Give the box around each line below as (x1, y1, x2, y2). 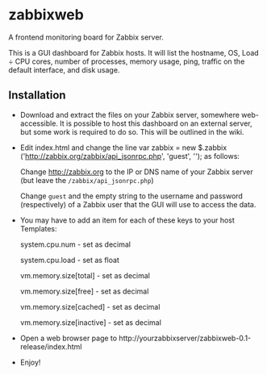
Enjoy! (19, 357, 41, 367)
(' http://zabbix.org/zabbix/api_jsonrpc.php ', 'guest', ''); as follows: (19, 151, 240, 160)
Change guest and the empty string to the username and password (19, 191, 244, 201)
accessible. (19, 119, 59, 128)
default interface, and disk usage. (8, 65, 120, 74)
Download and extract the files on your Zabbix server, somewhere (19, 110, 240, 119)
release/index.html (19, 341, 82, 352)
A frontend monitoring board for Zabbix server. (8, 32, 164, 42)
